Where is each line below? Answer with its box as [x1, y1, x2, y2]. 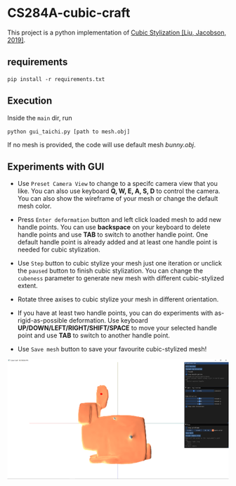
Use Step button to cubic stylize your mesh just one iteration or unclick [17, 259, 223, 268]
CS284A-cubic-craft [7, 5, 131, 21]
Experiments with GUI [7, 161, 105, 173]
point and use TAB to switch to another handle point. [17, 331, 171, 339]
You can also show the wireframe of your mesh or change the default [17, 194, 218, 203]
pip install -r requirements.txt [7, 75, 105, 82]
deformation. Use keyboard [69, 316, 149, 325]
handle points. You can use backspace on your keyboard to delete [17, 223, 211, 232]
